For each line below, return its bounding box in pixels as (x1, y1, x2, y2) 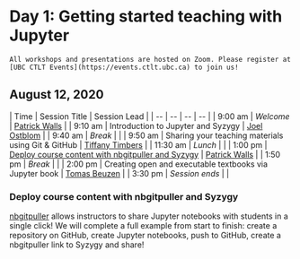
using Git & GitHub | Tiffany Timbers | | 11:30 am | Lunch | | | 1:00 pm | (9, 139, 268, 150)
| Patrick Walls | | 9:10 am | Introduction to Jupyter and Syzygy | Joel (9, 120, 263, 131)
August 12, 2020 (9, 87, 104, 102)
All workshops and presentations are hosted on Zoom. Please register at (9, 55, 292, 64)
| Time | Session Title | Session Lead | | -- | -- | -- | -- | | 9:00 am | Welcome (9, 110, 290, 122)
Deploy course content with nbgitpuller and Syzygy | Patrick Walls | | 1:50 (9, 149, 281, 160)
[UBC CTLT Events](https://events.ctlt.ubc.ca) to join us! (9, 63, 240, 72)
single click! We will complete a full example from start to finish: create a (9, 220, 278, 231)
